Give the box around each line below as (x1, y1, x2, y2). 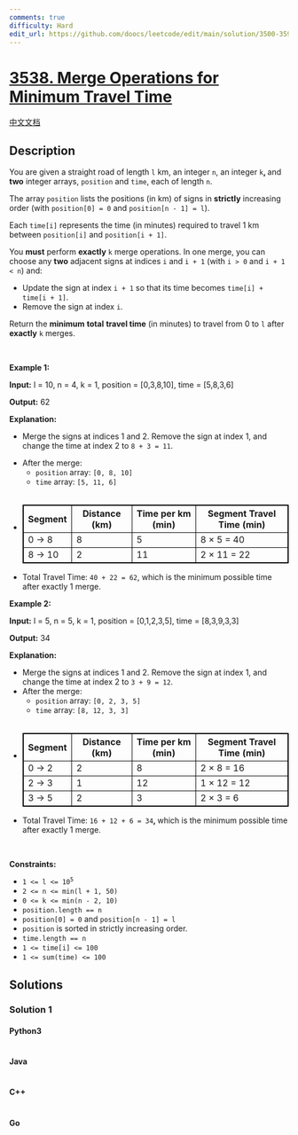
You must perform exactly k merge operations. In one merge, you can (9, 247, 266, 257)
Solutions (9, 977, 64, 992)
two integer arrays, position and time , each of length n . (9, 176, 213, 187)
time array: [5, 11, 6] (35, 476, 117, 488)
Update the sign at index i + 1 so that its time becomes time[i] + (21, 283, 263, 294)
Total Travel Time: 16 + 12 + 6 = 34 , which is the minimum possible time (21, 815, 288, 826)
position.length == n (21, 906, 102, 915)
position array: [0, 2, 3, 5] (35, 695, 141, 706)
